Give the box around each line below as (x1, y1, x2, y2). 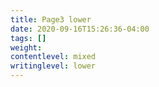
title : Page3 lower (10, 14, 92, 25)
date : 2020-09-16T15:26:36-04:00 (10, 24, 150, 34)
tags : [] (10, 33, 47, 43)
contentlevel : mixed (10, 52, 97, 62)
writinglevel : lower (10, 61, 97, 71)
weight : (10, 42, 43, 53)
